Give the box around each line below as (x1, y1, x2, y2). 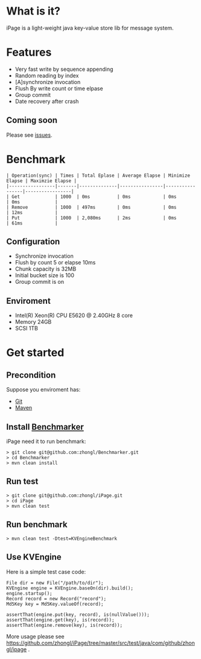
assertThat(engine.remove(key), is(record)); (6, 622, 123, 628)
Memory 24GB (14, 318, 52, 326)
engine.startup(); (6, 590, 53, 597)
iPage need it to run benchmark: (6, 438, 86, 445)
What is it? (6, 4, 61, 18)
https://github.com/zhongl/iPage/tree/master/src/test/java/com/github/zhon (6, 639, 195, 646)
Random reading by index (14, 71, 79, 79)
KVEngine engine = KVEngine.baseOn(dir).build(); (6, 585, 134, 591)
